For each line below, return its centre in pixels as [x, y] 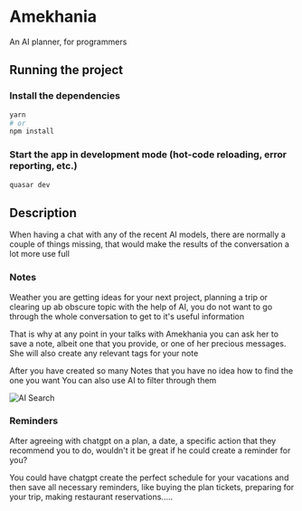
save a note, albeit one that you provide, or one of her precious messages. [148, 343]
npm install [32, 132]
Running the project [66, 70]
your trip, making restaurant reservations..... [91, 497]
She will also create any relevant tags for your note [104, 353]
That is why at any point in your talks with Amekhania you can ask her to [144, 334]
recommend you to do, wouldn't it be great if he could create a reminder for [150, 450]
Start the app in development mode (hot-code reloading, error [148, 155]
